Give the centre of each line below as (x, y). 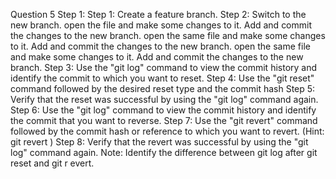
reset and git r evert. (52, 163)
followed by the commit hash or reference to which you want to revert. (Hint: (167, 131)
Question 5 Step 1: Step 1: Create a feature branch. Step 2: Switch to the (158, 14)
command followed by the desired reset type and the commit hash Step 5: (163, 88)
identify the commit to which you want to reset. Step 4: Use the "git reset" (162, 78)
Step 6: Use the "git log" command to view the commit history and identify (163, 110)
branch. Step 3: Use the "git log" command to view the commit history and (164, 67)
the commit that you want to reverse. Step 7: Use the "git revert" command (164, 120)
